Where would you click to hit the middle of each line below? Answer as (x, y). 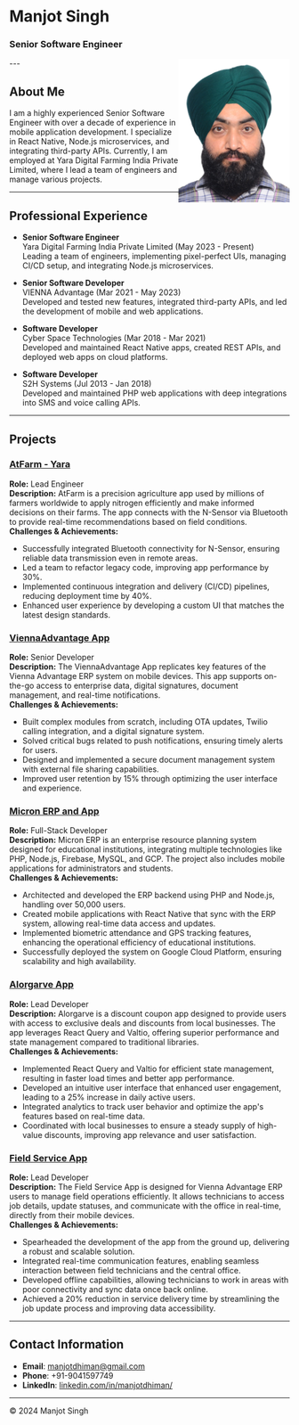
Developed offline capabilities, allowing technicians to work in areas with (155, 1280)
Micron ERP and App (54, 811)
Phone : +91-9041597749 (68, 1375)
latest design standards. (66, 614)
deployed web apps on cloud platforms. (95, 357)
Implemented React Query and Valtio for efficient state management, (148, 1069)
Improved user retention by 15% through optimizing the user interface (149, 779)
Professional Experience (79, 216)
